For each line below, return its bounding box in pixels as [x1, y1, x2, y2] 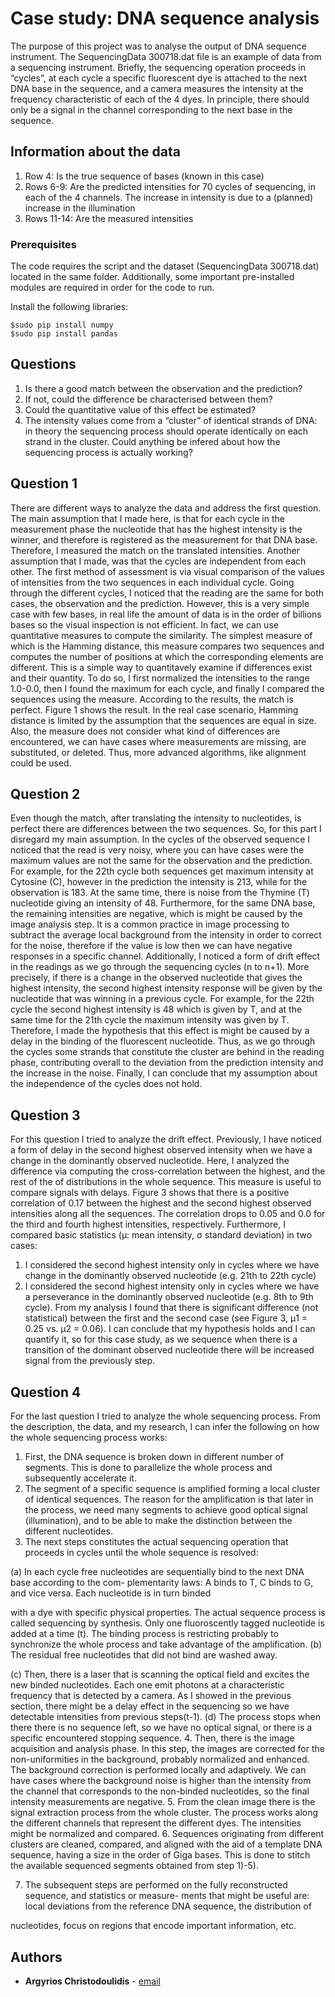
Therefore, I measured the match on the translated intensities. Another [10, 544, 300, 556]
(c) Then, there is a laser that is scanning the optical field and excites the [10, 1668, 310, 1681]
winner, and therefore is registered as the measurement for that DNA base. [10, 533, 318, 546]
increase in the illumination [24, 202, 136, 214]
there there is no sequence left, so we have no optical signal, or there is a [10, 1722, 313, 1734]
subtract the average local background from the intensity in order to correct [10, 929, 322, 941]
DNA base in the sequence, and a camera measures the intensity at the [10, 82, 304, 94]
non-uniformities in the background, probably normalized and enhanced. [10, 1753, 310, 1766]
